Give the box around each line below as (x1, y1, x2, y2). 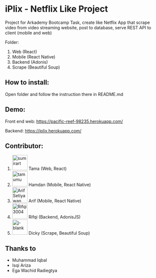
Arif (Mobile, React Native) (28, 198, 81, 204)
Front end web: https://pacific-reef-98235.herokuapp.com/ (5, 118, 124, 124)
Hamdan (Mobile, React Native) (28, 182, 91, 188)
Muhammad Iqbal (12, 257, 47, 263)
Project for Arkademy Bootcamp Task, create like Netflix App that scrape (5, 19, 150, 25)
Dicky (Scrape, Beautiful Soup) (28, 230, 91, 236)
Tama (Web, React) (28, 166, 67, 171)
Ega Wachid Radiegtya (12, 268, 57, 274)
